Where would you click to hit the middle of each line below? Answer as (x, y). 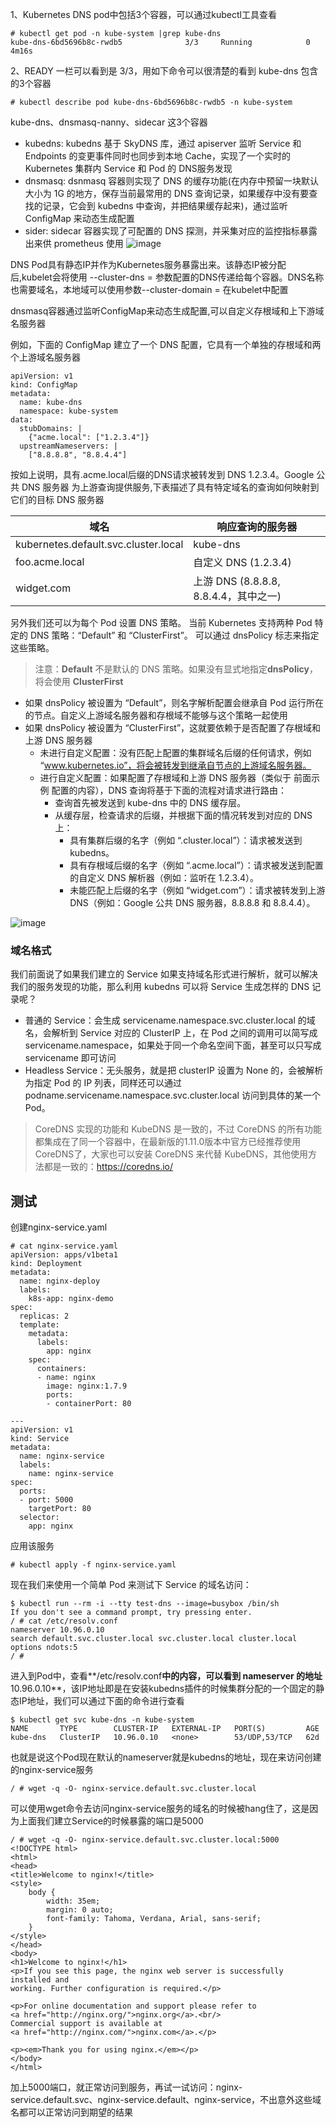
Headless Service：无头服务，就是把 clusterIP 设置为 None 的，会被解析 (174, 1070)
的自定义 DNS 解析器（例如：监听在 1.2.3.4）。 (164, 877)
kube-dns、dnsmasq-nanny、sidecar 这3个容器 (109, 122)
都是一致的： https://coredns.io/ (108, 1167)
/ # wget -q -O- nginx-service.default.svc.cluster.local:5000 (145, 1840)
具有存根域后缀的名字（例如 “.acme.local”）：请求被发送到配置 (196, 865)
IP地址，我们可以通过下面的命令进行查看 (101, 1701)
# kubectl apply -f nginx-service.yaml (93, 1565)
